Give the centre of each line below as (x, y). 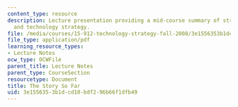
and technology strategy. (52, 27)
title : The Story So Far (44, 86)
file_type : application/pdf (49, 40)
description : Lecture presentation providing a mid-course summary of (114, 20)
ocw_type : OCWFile (34, 60)
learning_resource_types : (45, 46)
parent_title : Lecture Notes (50, 66)
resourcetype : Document (42, 79)
